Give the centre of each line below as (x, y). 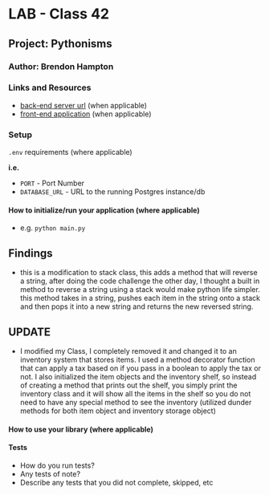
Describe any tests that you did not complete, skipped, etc (116, 482)
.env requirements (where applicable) (70, 152)
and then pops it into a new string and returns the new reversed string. (137, 306)
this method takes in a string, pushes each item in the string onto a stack (140, 298)
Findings (31, 253)
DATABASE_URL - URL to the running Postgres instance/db (112, 192)
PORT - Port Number (52, 183)
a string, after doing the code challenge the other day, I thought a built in (140, 281)
